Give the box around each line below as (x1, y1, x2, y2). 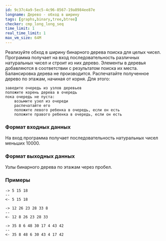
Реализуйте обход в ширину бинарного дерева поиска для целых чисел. (5, 49, 161, 55)
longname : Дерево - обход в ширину (5, 12, 80, 17)
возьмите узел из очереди (14, 98, 69, 103)
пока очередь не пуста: (5, 94, 55, 99)
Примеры (5, 177, 31, 184)
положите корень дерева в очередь (5, 90, 78, 95)
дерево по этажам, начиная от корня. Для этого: (5, 76, 110, 82)
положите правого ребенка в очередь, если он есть (14, 111, 122, 117)
